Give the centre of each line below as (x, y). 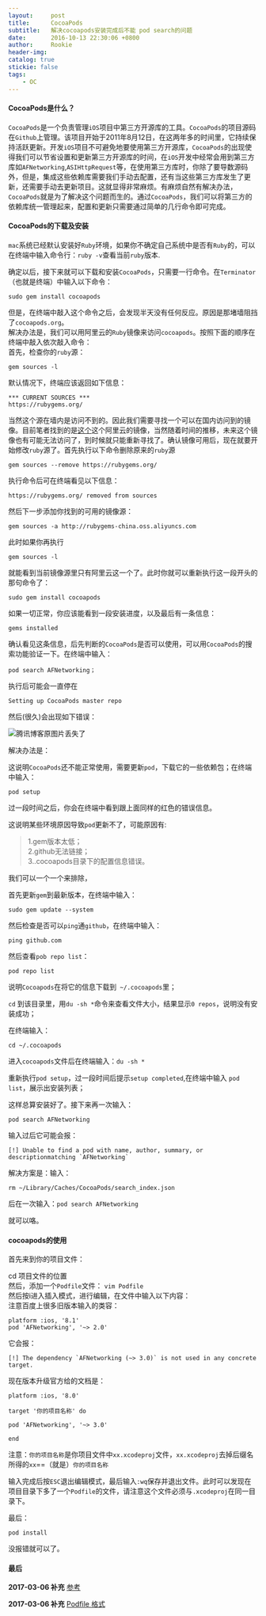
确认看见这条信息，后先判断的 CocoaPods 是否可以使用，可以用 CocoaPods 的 (127, 644)
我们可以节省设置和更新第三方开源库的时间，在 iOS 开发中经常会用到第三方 (135, 157)
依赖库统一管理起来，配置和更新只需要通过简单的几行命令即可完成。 (119, 206)
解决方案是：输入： (40, 1173)
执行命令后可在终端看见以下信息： (64, 481)
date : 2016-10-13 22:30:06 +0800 (74, 38)
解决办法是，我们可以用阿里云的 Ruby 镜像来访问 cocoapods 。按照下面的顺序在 (132, 332)
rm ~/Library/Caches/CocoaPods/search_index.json (92, 1188)
